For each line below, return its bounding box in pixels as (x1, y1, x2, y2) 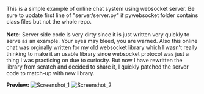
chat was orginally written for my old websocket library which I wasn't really (6, 44, 197, 51)
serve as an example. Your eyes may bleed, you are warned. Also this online (6, 38, 198, 44)
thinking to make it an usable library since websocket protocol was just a (6, 50, 189, 57)
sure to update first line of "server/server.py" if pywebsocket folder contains (6, 12, 199, 19)
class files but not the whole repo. (6, 18, 92, 25)
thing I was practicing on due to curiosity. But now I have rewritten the (6, 57, 183, 64)
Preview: (6, 81, 29, 89)
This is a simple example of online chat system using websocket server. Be (6, 5, 195, 12)
